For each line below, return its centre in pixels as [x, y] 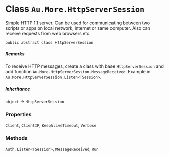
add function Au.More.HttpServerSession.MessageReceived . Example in [78, 71]
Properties [18, 114]
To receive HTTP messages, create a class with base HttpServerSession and [84, 66]
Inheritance [18, 89]
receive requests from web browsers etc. [48, 33]
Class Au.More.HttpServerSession [75, 9]
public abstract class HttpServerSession [49, 43]
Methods [16, 138]
